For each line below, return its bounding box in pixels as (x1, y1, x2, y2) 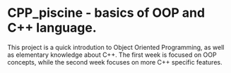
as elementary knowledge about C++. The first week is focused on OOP (7, 51, 217, 59)
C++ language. (7, 20, 97, 36)
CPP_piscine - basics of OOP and (7, 5, 206, 21)
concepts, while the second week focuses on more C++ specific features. (7, 58, 223, 66)
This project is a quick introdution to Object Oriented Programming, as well (7, 43, 225, 51)
